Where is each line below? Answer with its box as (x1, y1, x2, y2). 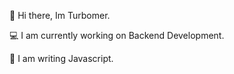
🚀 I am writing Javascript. (9, 53, 114, 64)
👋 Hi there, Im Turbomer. (9, 10, 111, 21)
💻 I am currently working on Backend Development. (9, 30, 225, 41)
